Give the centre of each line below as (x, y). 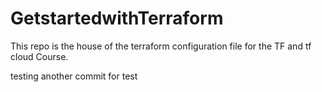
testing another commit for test (74, 76)
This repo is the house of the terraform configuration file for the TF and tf (161, 46)
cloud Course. (39, 56)
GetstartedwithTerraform (117, 18)
